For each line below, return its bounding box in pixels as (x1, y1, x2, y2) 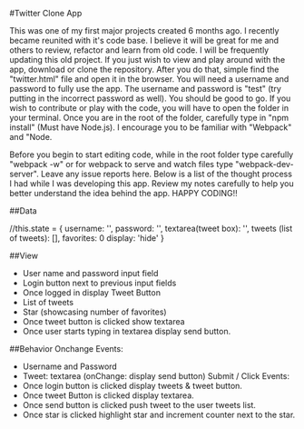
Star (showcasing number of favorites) (22, 306, 167, 317)
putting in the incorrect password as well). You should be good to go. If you (9, 93, 291, 104)
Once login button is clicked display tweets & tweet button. (22, 381, 243, 391)
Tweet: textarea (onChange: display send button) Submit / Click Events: (22, 371, 290, 381)
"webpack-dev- (235, 159, 294, 169)
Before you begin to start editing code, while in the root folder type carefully (9, 149, 294, 160)
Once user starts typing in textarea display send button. (22, 326, 231, 336)
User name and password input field (22, 268, 159, 278)
